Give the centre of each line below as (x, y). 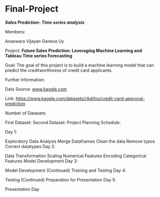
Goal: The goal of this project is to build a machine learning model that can (80, 65)
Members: (15, 32)
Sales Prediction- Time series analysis (45, 22)
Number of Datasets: (26, 113)
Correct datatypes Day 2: (30, 146)
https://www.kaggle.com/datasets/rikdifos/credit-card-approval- (80, 98)
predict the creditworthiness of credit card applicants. (59, 70)
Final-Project (32, 9)
